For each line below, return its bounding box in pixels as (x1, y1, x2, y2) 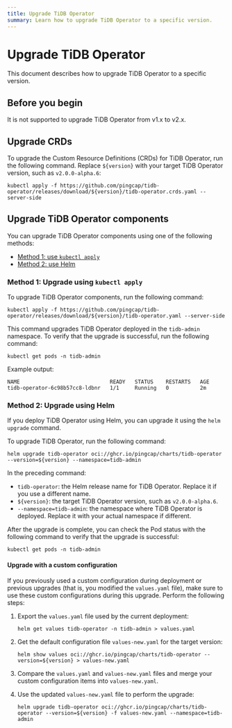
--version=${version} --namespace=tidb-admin (7, 456, 141, 464)
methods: (7, 239, 35, 247)
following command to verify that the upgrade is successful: (7, 533, 179, 541)
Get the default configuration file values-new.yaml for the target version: (17, 637, 223, 646)
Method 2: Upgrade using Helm (7, 401, 115, 411)
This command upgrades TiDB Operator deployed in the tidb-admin (7, 324, 200, 333)
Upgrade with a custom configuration (7, 561, 118, 570)
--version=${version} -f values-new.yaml (45, 709, 167, 716)
